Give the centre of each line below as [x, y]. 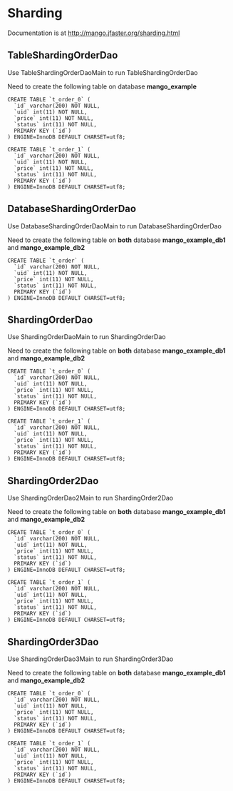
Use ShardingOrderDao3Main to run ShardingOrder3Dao [90, 659]
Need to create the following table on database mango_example [102, 86]
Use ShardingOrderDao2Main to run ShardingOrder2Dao [90, 498]
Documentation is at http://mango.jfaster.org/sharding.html [94, 33]
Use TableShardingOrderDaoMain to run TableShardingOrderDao [103, 72]
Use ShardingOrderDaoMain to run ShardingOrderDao [87, 337]
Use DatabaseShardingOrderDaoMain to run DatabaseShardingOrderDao [115, 226]
